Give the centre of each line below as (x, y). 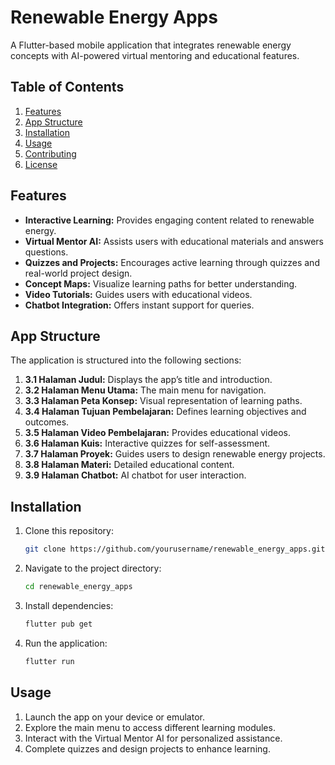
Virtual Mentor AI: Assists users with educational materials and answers (174, 241)
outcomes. (47, 422)
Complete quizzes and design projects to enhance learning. (147, 748)
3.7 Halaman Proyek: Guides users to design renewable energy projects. (175, 454)
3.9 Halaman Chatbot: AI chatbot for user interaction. (135, 475)
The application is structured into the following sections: (126, 360)
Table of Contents (67, 87)
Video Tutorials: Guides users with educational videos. (138, 294)
